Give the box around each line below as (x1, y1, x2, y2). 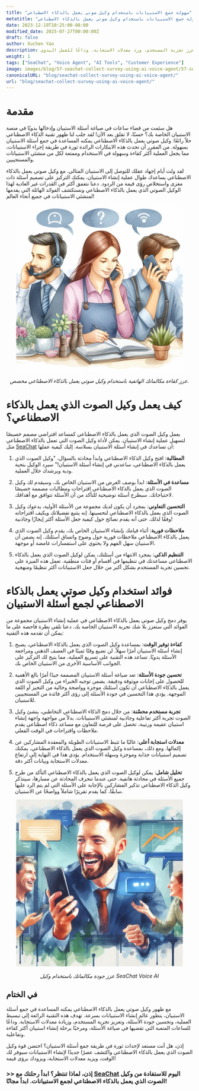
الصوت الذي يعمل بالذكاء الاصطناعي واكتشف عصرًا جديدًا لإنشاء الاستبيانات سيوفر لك (6, 1048, 193, 1055)
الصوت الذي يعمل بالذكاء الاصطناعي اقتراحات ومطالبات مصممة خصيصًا (14, 485, 172, 492)
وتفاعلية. (6, 1030, 25, 1038)
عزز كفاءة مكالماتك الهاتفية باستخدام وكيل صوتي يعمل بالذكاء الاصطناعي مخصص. (9, 378, 190, 385)
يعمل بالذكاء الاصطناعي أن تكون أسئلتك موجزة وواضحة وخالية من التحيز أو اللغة (14, 684, 190, 691)
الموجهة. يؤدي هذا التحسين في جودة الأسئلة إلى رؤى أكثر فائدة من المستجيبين (14, 690, 186, 697)
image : (6, 66, 23, 72)
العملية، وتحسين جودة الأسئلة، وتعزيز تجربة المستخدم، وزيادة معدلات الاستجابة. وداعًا (6, 1018, 191, 1025)
